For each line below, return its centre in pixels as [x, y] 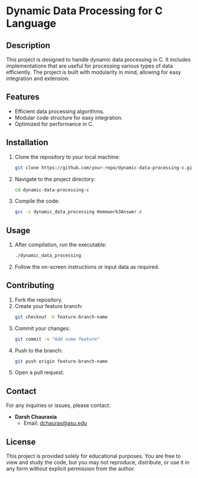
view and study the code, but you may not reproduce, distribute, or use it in [98, 462]
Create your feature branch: [48, 306]
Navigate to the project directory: [55, 179]
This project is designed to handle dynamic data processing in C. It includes [98, 60]
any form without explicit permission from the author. [71, 469]
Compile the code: [37, 201]
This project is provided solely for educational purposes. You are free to [94, 456]
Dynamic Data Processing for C [85, 11]
